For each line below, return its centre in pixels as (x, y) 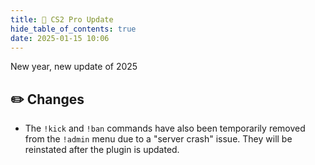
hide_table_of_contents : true (73, 29)
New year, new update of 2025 (74, 67)
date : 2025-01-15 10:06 (60, 38)
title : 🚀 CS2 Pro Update (62, 19)
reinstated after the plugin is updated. (102, 150)
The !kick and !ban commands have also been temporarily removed (165, 128)
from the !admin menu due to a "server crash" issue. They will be (158, 139)
